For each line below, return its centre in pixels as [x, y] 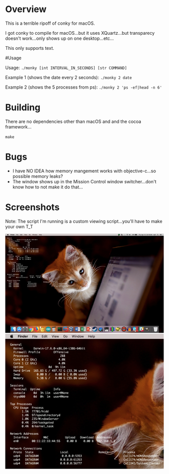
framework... [18, 126]
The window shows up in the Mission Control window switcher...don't [84, 181]
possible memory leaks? [38, 176]
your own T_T [19, 226]
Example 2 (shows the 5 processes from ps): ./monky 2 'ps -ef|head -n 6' [84, 87]
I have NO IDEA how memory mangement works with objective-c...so [84, 171]
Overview [26, 9]
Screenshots [32, 207]
